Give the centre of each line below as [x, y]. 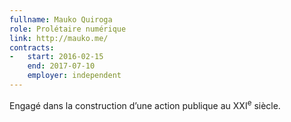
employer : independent [74, 76]
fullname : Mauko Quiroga [61, 19]
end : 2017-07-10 [61, 66]
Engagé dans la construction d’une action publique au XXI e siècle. [145, 104]
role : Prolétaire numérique [68, 29]
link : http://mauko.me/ [59, 38]
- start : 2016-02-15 [56, 57]
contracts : [32, 47]
